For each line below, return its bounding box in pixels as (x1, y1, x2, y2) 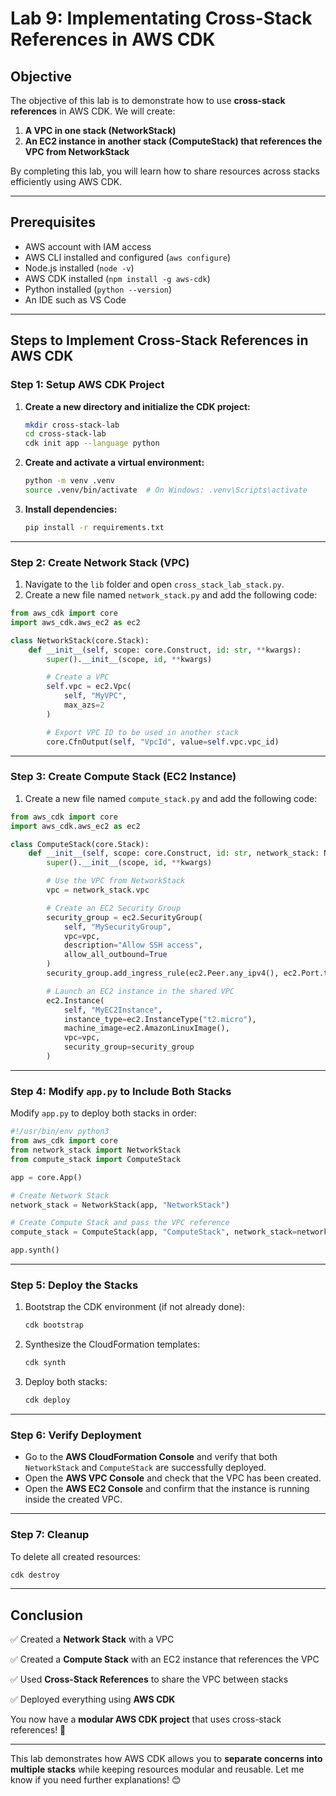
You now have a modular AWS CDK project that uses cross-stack (10, 1713, 282, 1726)
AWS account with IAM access (24, 240, 152, 252)
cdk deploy (24, 1395, 71, 1406)
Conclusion (10, 1607, 84, 1624)
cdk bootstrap (24, 1320, 84, 1331)
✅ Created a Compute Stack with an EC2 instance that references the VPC (10, 1653, 320, 1666)
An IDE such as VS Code (24, 293, 127, 306)
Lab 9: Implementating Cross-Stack (10, 7, 313, 30)
